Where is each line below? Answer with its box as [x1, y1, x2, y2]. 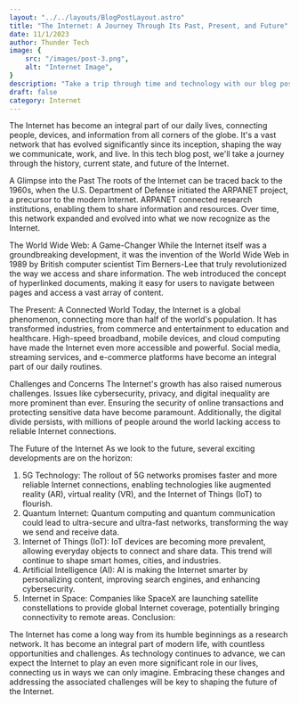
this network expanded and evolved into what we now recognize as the [9, 213, 271, 224]
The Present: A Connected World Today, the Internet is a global [9, 305, 241, 315]
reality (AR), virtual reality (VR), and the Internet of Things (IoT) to [21, 489, 263, 500]
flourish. [21, 498, 53, 509]
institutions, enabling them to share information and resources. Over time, [9, 204, 279, 215]
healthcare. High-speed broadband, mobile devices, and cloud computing [9, 333, 280, 344]
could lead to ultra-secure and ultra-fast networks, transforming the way [21, 518, 289, 528]
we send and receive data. [21, 527, 120, 537]
